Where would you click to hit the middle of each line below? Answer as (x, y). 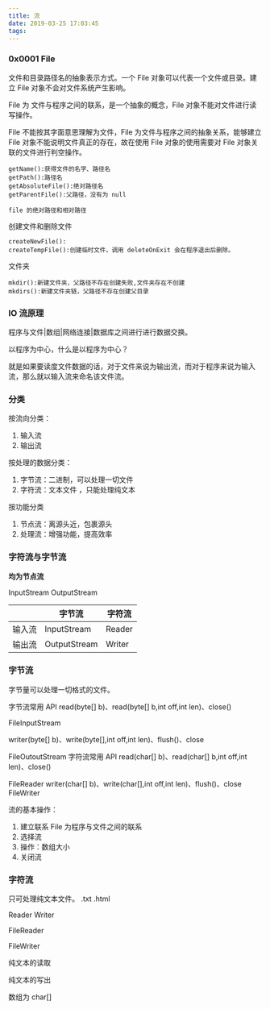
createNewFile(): (37, 241)
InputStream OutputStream (53, 592)
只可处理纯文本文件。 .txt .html (59, 899)
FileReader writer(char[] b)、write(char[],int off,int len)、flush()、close (125, 783)
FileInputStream (35, 723)
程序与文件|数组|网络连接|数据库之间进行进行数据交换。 (100, 332)
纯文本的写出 (29, 980)
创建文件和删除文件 (40, 226)
